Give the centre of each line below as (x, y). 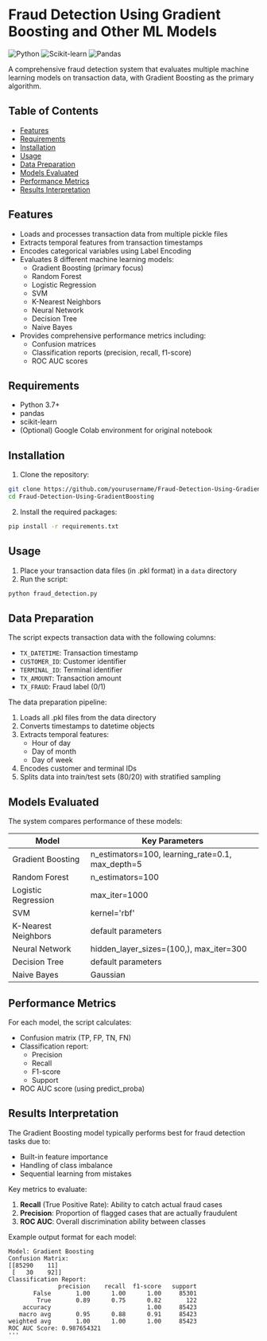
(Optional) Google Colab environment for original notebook (116, 430)
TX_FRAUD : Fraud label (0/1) (62, 687)
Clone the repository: (54, 475)
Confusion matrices (64, 343)
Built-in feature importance (64, 1156)
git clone (25, 489)
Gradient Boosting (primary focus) (88, 268)
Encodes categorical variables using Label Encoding (106, 251)
